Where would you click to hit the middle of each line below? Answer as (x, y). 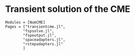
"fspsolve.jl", (39, 31)
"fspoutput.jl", (40, 35)
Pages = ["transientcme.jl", (35, 27)
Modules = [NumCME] (25, 22)
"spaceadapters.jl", (44, 40)
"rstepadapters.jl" (43, 44)
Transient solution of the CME (68, 9)
